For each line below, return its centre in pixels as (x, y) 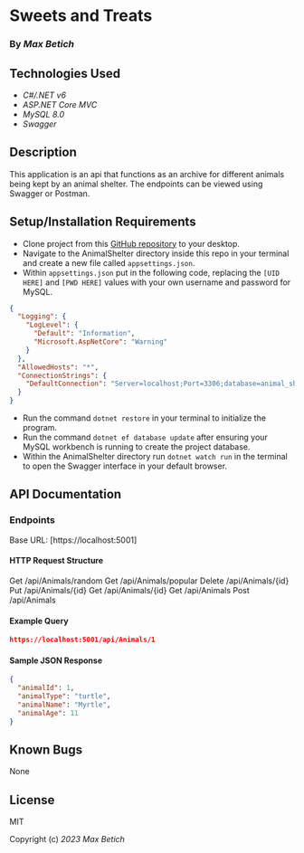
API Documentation (66, 494)
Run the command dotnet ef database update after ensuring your (145, 437)
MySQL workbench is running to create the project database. (136, 447)
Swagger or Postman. (50, 193)
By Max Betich (42, 44)
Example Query (39, 621)
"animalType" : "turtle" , (64, 696)
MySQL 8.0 (43, 114)
